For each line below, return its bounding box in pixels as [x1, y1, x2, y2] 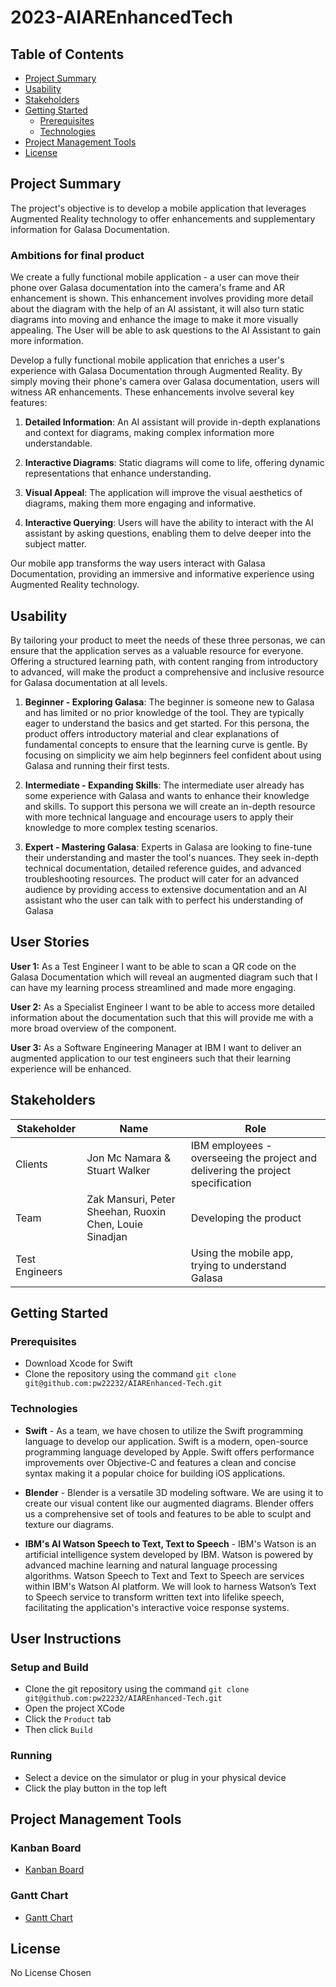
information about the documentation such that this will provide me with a [10, 1011, 314, 1023]
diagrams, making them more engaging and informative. [24, 497, 257, 510]
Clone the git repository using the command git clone [24, 1683, 250, 1695]
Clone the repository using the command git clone [24, 1368, 237, 1380]
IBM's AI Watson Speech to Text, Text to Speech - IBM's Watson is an [24, 1537, 317, 1550]
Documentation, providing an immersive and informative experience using [10, 568, 315, 580]
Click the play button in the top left [24, 1782, 168, 1794]
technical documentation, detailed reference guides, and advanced [24, 862, 302, 874]
